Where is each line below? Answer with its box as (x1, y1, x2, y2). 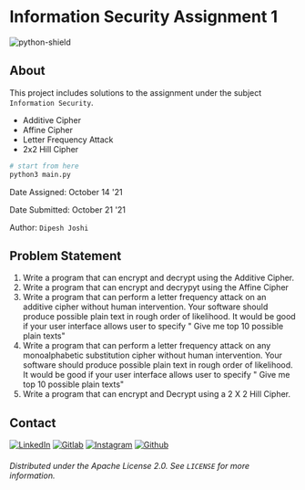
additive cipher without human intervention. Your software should (22, 301, 269, 312)
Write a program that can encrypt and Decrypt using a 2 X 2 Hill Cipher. (22, 389, 291, 400)
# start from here (9, 162, 79, 171)
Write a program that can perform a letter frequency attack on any (22, 340, 271, 351)
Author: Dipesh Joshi (9, 222, 89, 233)
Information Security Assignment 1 (9, 6, 279, 27)
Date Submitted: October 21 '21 (9, 203, 126, 215)
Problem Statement (9, 248, 122, 264)
